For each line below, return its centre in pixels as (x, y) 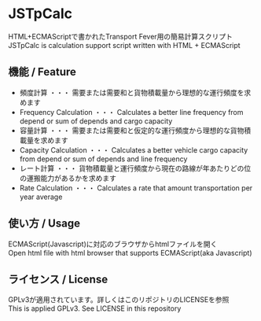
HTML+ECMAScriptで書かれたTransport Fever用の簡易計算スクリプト (121, 36)
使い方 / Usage (44, 224)
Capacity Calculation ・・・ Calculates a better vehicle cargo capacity (134, 149)
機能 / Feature (42, 72)
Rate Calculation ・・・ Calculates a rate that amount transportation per (136, 188)
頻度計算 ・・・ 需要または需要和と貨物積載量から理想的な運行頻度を (132, 92)
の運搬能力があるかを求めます (68, 178)
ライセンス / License (58, 279)
